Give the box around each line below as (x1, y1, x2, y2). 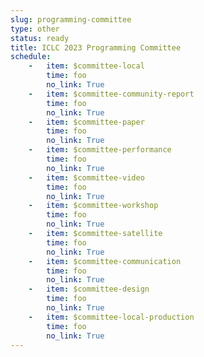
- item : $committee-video (28, 172, 145, 183)
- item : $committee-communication (28, 256, 182, 266)
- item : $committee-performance (28, 145, 172, 155)
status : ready (10, 33, 70, 43)
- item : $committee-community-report (28, 89, 195, 99)
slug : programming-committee (10, 14, 132, 25)
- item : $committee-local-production (28, 312, 195, 322)
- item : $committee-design (28, 284, 150, 295)
